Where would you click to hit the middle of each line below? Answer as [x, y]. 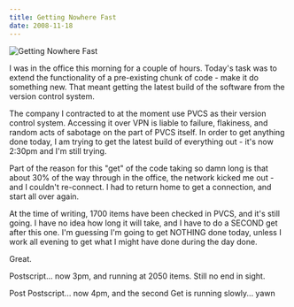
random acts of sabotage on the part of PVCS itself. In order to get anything [147, 132]
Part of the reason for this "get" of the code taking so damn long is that [139, 168]
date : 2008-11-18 [41, 26]
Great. [21, 258]
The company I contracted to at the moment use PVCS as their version [138, 113]
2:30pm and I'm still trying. [58, 150]
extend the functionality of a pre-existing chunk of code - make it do [134, 77]
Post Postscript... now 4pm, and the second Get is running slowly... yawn [143, 293]
